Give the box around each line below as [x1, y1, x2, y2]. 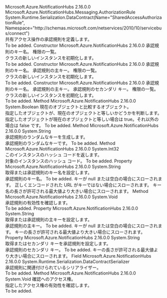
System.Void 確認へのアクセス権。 [5, 276, 76, 282]
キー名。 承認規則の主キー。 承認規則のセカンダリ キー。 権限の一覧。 [13, 86, 159, 92]
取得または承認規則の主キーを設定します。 [5, 217, 92, 222]
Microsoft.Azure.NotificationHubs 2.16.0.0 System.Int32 [5, 146, 119, 151]
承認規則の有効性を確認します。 [5, 200, 71, 205]
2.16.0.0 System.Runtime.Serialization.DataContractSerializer [5, 259, 130, 265]
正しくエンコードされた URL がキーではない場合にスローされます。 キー [14, 182, 162, 188]
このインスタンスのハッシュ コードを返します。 [5, 152, 102, 157]
